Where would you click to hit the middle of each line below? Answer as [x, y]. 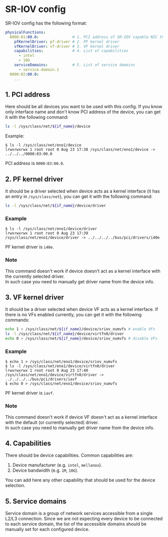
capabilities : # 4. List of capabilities [71, 51]
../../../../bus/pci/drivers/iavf [41, 380]
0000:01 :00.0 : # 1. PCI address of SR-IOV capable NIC [83, 37]
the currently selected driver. [35, 276]
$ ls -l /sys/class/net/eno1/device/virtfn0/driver [60, 366]
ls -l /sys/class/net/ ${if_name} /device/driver [56, 206]
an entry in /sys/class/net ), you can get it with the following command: [79, 197]
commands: [17, 320]
